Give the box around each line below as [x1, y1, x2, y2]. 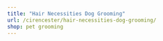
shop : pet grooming [7, 23, 64, 30]
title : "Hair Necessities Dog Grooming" [7, 10, 126, 17]
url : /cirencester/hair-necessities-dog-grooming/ [7, 17, 157, 24]
